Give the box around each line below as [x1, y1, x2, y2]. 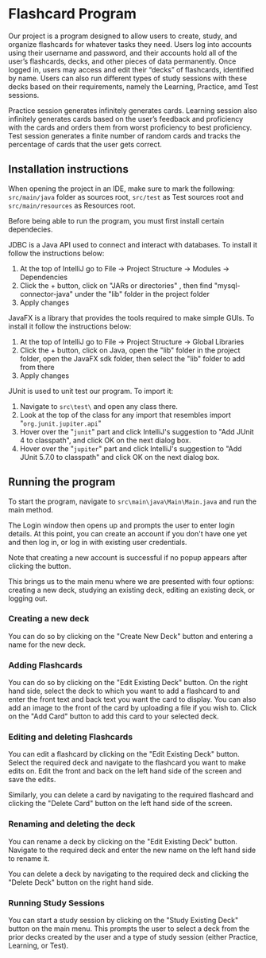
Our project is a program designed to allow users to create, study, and [8, 31, 237, 41]
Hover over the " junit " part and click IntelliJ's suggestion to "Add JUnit [19, 426, 254, 436]
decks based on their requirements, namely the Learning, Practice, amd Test [8, 81, 259, 92]
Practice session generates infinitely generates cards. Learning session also [8, 105, 258, 115]
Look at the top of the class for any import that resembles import [19, 410, 232, 419]
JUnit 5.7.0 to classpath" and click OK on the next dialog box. [19, 452, 220, 461]
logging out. [8, 594, 48, 603]
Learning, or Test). [8, 940, 69, 951]
